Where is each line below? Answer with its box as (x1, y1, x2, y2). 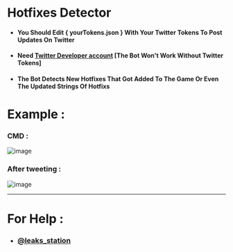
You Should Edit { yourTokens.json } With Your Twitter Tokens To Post (17, 28, 223, 36)
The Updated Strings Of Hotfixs (17, 82, 110, 90)
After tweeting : (7, 165, 61, 174)
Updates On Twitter (17, 35, 75, 44)
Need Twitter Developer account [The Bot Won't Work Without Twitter (17, 51, 224, 60)
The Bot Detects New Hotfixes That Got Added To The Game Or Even (17, 74, 219, 83)
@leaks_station (17, 235, 71, 245)
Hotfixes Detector (7, 5, 112, 21)
